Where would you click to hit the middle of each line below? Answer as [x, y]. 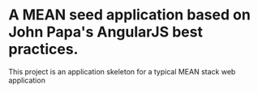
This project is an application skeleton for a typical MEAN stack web [122, 71]
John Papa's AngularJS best [105, 32]
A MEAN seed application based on [130, 15]
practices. [43, 49]
